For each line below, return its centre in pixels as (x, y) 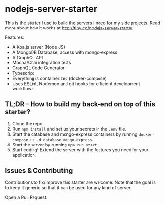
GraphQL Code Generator (38, 68)
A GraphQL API (28, 57)
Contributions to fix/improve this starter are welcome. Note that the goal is (81, 182)
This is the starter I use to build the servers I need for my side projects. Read (83, 23)
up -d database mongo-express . (62, 139)
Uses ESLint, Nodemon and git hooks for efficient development (76, 83)
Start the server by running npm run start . (55, 145)
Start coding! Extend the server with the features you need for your (80, 150)
